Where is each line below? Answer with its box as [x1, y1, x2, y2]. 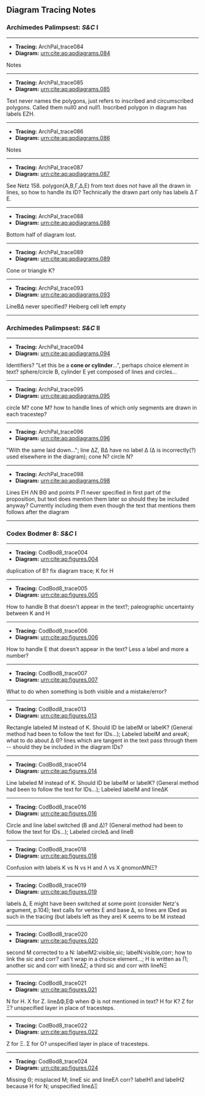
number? [6, 652, 29, 660]
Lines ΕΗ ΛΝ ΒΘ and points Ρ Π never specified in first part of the [6, 488, 171, 496]
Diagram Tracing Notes [6, 5, 96, 15]
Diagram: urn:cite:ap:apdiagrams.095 [15, 392, 110, 399]
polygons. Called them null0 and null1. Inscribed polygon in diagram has [6, 103, 187, 111]
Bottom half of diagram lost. [6, 230, 76, 238]
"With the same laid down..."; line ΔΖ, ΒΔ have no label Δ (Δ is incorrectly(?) [6, 446, 196, 454]
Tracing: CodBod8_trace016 [15, 803, 87, 811]
